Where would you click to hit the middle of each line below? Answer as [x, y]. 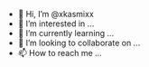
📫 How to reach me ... [60, 53]
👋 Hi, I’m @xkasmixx [56, 14]
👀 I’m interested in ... [56, 24]
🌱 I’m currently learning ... [66, 33]
